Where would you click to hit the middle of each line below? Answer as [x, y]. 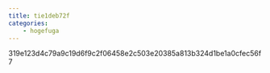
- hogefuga [41, 30]
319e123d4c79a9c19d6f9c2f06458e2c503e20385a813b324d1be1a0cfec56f [135, 54]
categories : [28, 23]
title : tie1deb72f [39, 16]
